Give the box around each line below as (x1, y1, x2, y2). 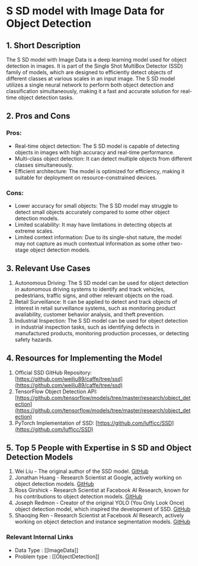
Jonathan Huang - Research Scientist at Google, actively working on (14, 474, 182, 481)
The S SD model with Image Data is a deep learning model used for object (6, 56, 187, 63)
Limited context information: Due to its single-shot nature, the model (14, 233, 182, 241)
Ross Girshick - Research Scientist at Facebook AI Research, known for (14, 486, 189, 494)
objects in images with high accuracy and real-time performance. (14, 148, 175, 155)
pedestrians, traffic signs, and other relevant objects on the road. (14, 292, 174, 299)
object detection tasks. (18, 94, 74, 101)
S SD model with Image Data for (6, 4, 165, 18)
